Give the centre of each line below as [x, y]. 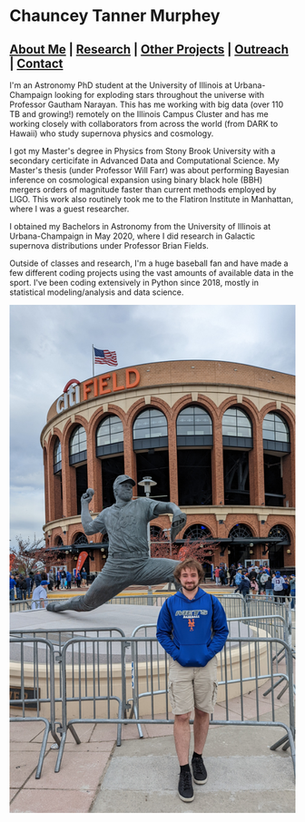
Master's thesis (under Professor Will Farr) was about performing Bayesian [149, 170]
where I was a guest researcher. [69, 209]
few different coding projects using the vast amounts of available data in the [152, 273]
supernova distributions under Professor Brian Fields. [109, 245]
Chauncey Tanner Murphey [115, 16]
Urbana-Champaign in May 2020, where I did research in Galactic [133, 236]
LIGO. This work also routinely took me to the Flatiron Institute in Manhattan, [152, 199]
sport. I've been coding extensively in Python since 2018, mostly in [134, 283]
